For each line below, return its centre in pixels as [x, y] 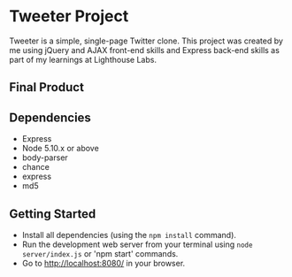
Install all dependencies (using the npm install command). [129, 235]
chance [36, 167]
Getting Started [53, 214]
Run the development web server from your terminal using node [137, 244]
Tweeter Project [69, 16]
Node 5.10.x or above [60, 149]
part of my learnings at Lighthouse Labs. [83, 59]
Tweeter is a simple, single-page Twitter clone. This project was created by [146, 41]
